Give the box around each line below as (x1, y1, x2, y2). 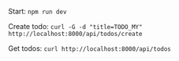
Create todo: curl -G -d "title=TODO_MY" (8, 22, 143, 30)
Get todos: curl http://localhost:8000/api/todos (8, 44, 172, 53)
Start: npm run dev (8, 7, 67, 16)
